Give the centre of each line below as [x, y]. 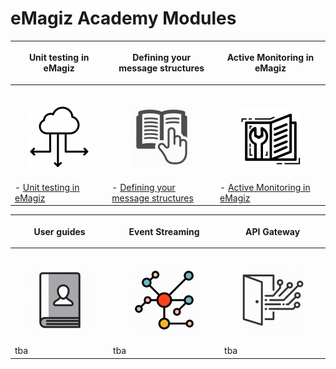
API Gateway [272, 231]
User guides [59, 231]
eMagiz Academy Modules [123, 18]
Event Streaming [164, 231]
